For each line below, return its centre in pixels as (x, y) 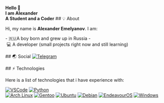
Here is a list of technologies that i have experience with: (65, 80)
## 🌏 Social (18, 56)
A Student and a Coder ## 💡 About (43, 18)
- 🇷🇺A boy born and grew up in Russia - (48, 38)
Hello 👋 (13, 8)
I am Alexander (22, 13)
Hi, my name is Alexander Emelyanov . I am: (51, 29)
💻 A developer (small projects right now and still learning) (67, 44)
